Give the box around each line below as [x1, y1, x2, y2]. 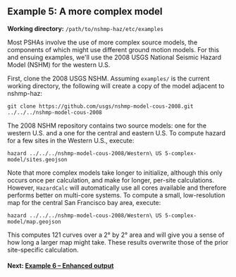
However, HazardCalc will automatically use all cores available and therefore [7, 183, 227, 192]
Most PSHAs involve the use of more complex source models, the [7, 38, 198, 47]
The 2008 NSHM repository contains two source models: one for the [7, 121, 206, 130]
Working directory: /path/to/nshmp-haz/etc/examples [7, 24, 164, 32]
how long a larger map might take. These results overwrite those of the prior [7, 238, 229, 246]
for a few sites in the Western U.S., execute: [7, 136, 135, 144]
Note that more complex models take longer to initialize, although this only [7, 168, 223, 177]
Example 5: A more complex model [7, 6, 163, 18]
